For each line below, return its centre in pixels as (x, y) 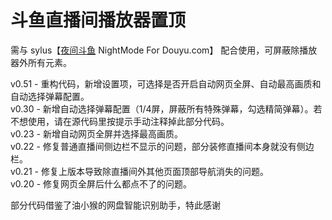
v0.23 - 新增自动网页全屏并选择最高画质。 (96, 133)
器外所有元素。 (41, 62)
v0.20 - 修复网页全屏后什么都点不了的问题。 (101, 183)
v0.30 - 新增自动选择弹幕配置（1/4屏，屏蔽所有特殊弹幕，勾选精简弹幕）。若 (166, 108)
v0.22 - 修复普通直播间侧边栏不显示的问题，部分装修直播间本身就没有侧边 (162, 146)
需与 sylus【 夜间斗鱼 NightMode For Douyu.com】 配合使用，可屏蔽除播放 (164, 50)
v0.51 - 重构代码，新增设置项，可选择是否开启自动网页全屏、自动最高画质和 (166, 83)
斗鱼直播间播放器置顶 (98, 20)
